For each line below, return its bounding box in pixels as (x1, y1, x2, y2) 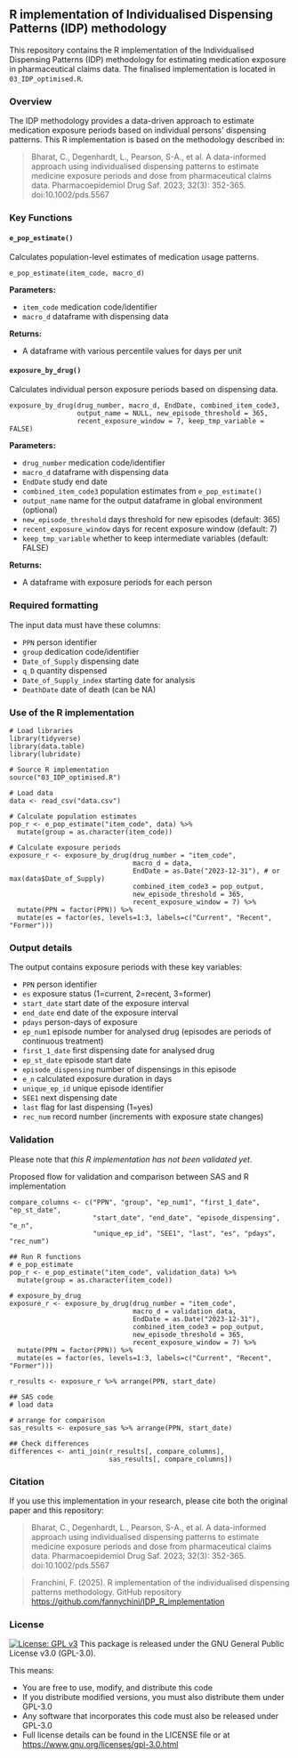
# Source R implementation (9, 765, 109, 775)
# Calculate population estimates (9, 812, 138, 821)
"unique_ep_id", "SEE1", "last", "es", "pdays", (93, 1229, 277, 1238)
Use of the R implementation (9, 706, 135, 719)
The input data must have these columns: (9, 619, 161, 630)
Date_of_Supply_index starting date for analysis (21, 674, 196, 685)
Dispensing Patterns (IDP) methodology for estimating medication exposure (9, 53, 286, 65)
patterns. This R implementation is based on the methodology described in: (9, 134, 286, 145)
